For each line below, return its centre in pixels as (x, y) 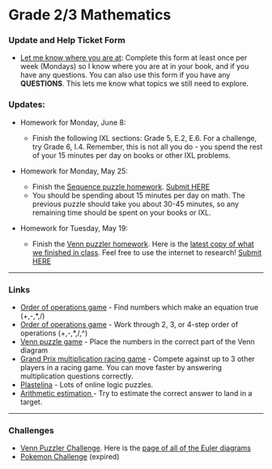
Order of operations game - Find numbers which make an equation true (139, 307)
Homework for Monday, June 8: (73, 122)
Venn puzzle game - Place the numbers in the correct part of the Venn (137, 342)
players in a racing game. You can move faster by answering (121, 368)
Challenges (31, 431)
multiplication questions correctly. (76, 376)
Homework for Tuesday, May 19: (74, 228)
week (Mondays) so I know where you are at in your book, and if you (134, 66)
